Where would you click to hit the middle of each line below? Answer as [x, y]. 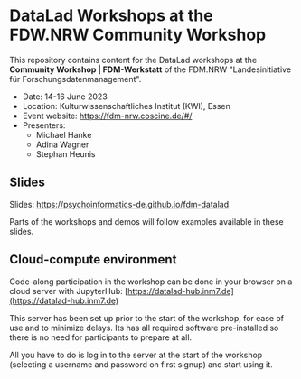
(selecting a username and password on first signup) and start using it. [141, 364]
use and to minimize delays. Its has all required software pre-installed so [144, 328]
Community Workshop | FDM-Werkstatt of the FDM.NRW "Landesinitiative [150, 69]
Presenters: [44, 125]
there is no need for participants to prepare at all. [101, 337]
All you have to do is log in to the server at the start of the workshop [136, 355]
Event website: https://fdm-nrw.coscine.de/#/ [107, 116]
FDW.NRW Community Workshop [138, 35]
